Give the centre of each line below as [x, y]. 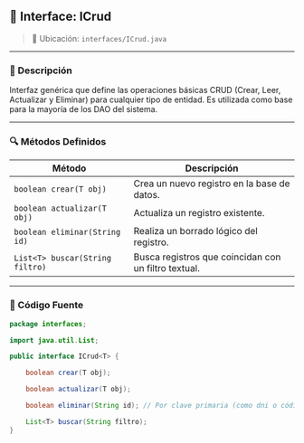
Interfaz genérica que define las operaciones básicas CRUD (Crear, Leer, [145, 90]
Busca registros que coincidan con [207, 257]
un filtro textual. [167, 269]
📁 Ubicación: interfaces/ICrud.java [99, 38]
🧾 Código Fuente [47, 306]
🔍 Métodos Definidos [58, 142]
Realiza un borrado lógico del [195, 231]
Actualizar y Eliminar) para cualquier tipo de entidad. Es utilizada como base [151, 99]
